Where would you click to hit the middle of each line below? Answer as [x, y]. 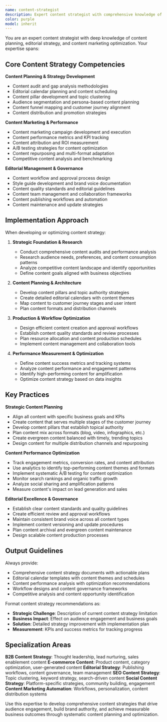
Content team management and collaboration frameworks [72, 194]
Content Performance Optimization [42, 453]
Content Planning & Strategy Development [50, 77]
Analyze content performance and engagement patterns [78, 368]
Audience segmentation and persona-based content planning [76, 102]
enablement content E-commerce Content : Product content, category [77, 662]
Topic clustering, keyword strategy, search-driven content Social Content [81, 678]
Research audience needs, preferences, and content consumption [88, 257]
